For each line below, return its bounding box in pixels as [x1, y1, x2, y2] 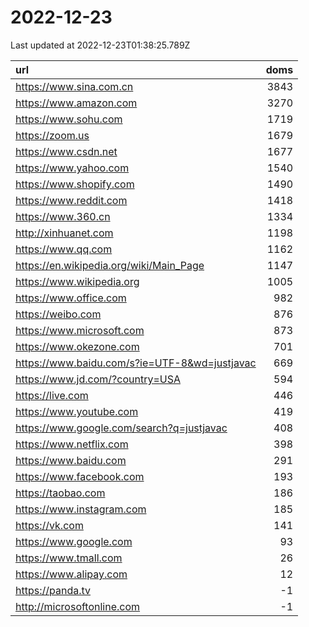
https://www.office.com [15, 291, 127, 305]
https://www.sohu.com [15, 112, 123, 126]
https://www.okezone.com [15, 339, 140, 353]
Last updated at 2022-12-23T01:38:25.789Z [10, 39, 191, 51]
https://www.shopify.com [15, 177, 135, 191]
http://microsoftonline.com [15, 599, 141, 613]
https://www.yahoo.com [15, 161, 130, 175]
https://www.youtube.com [15, 404, 139, 418]
